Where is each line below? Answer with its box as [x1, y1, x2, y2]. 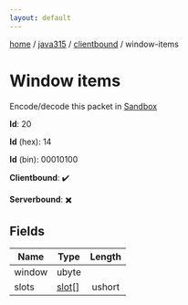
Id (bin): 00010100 [9, 153, 78, 164]
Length [89, 250, 121, 263]
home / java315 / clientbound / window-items [9, 38, 180, 49]
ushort [91, 280, 120, 293]
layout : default [9, 13, 71, 23]
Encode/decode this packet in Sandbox [9, 100, 158, 111]
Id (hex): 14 [9, 136, 52, 147]
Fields [9, 223, 46, 238]
